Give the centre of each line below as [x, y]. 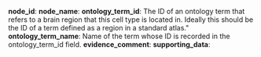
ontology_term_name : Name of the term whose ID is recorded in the [119, 36]
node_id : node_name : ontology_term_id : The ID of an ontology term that [127, 11]
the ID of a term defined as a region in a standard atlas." [99, 28]
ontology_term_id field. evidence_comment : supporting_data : [109, 45]
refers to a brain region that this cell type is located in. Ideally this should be [131, 20]
